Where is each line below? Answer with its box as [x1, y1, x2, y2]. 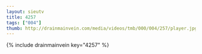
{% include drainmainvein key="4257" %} [6, 42, 109, 49]
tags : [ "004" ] [6, 20, 42, 26]
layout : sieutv [6, 8, 44, 15]
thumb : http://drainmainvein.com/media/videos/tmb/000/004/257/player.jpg [6, 25, 198, 31]
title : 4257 [6, 14, 36, 20]
